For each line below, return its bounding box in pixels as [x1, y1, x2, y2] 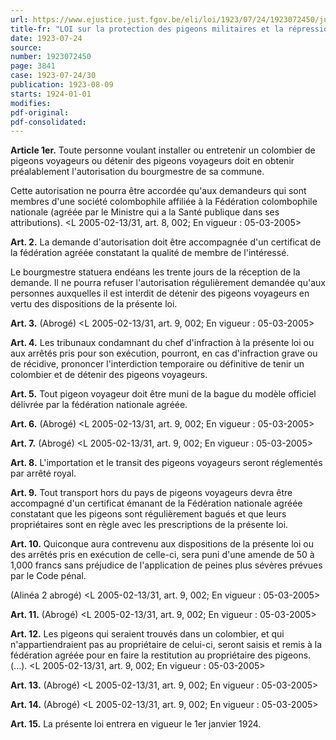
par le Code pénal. [10, 570, 87, 582]
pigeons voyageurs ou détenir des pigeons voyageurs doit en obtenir [10, 155, 295, 167]
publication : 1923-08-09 [10, 80, 114, 90]
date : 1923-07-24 [10, 33, 83, 43]
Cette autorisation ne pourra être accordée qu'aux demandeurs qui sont [10, 185, 307, 197]
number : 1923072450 [10, 52, 92, 62]
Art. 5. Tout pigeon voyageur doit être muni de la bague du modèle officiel [10, 388, 317, 400]
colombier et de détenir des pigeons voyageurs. [10, 369, 208, 381]
